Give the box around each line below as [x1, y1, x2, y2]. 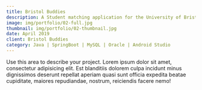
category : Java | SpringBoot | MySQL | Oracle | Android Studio [6, 42, 171, 48]
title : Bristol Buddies [6, 8, 66, 15]
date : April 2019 [6, 31, 50, 37]
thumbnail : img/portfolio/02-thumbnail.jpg [6, 25, 117, 32]
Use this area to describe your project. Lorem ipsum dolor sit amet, [6, 58, 173, 66]
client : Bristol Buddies [6, 36, 69, 42]
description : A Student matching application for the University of [6, 14, 182, 20]
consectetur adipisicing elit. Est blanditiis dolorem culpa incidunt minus [6, 64, 182, 72]
